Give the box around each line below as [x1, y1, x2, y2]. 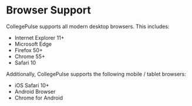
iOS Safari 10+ [14, 81, 50, 88]
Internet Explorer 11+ [14, 34, 65, 41]
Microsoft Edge [14, 40, 52, 47]
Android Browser [14, 88, 56, 95]
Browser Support [6, 4, 91, 17]
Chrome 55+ [14, 53, 45, 60]
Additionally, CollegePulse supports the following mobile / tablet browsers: [6, 70, 187, 77]
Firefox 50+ [14, 46, 43, 53]
